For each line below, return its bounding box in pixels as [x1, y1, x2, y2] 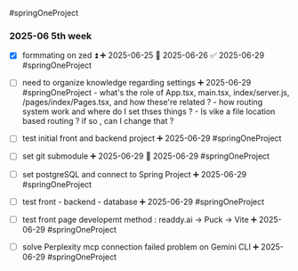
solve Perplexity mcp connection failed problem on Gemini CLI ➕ [21, 241, 260, 252]
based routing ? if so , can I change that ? [21, 116, 174, 127]
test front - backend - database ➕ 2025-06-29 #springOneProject [21, 196, 265, 207]
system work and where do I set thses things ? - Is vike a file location [21, 106, 276, 117]
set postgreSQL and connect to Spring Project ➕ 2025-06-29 [21, 168, 247, 179]
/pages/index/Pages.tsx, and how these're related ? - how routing [21, 97, 263, 108]
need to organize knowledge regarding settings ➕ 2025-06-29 [21, 78, 252, 88]
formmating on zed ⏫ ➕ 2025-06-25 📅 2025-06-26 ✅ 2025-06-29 [21, 50, 265, 61]
